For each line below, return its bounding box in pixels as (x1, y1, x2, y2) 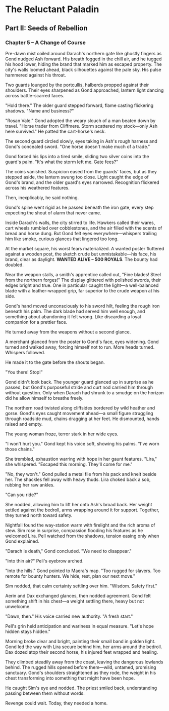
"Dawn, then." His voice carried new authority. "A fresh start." (5, 613, 133, 619)
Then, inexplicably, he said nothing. (5, 194, 79, 201)
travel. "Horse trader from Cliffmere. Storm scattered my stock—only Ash (5, 123, 158, 129)
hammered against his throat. (5, 72, 67, 78)
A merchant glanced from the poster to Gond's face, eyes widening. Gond (5, 339, 159, 345)
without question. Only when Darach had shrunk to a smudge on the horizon (5, 389, 164, 396)
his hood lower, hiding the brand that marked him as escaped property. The (5, 61, 162, 67)
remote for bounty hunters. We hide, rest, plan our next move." (5, 573, 135, 579)
